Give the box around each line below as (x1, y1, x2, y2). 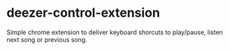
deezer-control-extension (6, 5, 160, 21)
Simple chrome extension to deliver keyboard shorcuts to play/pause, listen (6, 28, 223, 36)
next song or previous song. (6, 35, 88, 43)
